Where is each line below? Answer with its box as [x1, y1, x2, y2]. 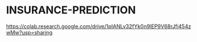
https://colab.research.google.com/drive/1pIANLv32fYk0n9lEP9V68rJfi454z [6, 23, 192, 30]
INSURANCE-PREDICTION [6, 3, 136, 17]
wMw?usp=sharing [6, 29, 53, 36]
